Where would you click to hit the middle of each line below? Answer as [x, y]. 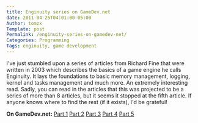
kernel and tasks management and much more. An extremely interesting [97, 82]
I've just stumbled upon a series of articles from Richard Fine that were [95, 63]
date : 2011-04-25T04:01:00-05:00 [49, 18]
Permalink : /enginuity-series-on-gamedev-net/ [67, 35]
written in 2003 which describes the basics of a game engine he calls [94, 69]
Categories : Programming [38, 40]
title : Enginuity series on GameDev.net [59, 12]
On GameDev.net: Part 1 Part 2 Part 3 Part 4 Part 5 [70, 114]
